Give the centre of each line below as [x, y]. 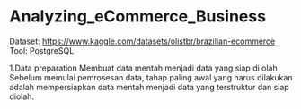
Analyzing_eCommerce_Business [138, 17]
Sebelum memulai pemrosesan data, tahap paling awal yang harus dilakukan [151, 77]
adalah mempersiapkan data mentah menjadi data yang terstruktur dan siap [149, 87]
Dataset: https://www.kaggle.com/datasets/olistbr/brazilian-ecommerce [142, 41]
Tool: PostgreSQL [42, 50]
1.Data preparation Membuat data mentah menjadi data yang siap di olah [143, 68]
